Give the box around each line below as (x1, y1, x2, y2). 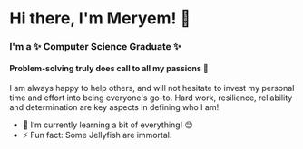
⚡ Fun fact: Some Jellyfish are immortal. (22, 130, 172, 141)
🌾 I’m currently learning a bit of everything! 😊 (22, 119, 193, 130)
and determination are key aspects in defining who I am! (9, 102, 220, 113)
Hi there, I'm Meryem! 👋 (9, 8, 191, 29)
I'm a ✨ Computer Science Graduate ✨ (9, 41, 181, 53)
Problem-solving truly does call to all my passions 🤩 (9, 62, 209, 73)
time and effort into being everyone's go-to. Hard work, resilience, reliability (9, 92, 293, 103)
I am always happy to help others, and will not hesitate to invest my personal (9, 83, 295, 94)
